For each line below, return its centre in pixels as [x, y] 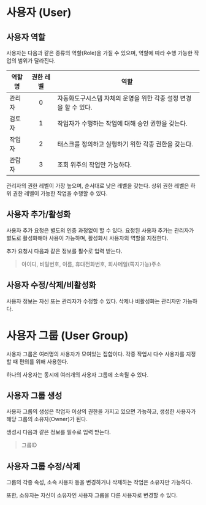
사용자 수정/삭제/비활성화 [51, 285]
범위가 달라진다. [36, 61]
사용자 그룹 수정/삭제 [43, 466]
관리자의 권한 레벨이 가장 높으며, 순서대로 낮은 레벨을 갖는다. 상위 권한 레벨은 [98, 185]
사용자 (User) [39, 13]
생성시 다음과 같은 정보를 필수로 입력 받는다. [59, 432]
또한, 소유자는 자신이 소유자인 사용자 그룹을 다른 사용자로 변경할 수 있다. [92, 495]
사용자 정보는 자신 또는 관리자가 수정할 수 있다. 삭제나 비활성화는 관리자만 [94, 301]
